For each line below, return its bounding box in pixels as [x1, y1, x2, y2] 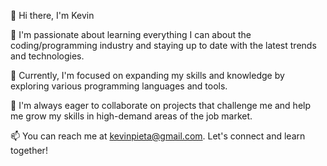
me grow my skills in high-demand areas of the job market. [10, 110, 253, 122]
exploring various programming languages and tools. [10, 80, 228, 92]
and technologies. [10, 50, 85, 62]
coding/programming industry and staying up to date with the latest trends [10, 40, 317, 51]
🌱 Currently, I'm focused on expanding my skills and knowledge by [10, 70, 285, 81]
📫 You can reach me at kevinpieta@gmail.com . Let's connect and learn [10, 130, 306, 142]
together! [10, 145, 48, 156]
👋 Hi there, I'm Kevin [10, 10, 95, 21]
